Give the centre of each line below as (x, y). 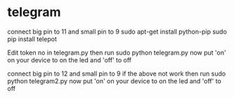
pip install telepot (32, 38)
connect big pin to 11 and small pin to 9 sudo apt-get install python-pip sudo (117, 31)
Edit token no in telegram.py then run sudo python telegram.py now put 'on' (117, 52)
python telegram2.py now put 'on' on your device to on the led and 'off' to (114, 80)
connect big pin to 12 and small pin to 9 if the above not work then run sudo (117, 73)
